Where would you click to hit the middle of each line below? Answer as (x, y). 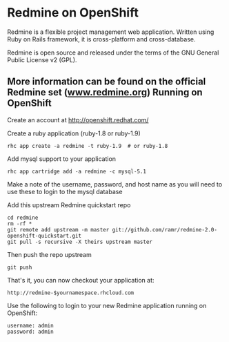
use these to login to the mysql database (65, 191)
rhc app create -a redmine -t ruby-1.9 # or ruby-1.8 (88, 146)
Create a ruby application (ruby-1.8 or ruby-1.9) (74, 133)
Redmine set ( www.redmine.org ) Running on (105, 92)
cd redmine (23, 218)
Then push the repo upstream (49, 254)
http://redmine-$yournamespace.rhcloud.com (71, 293)
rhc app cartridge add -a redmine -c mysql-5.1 (77, 171)
